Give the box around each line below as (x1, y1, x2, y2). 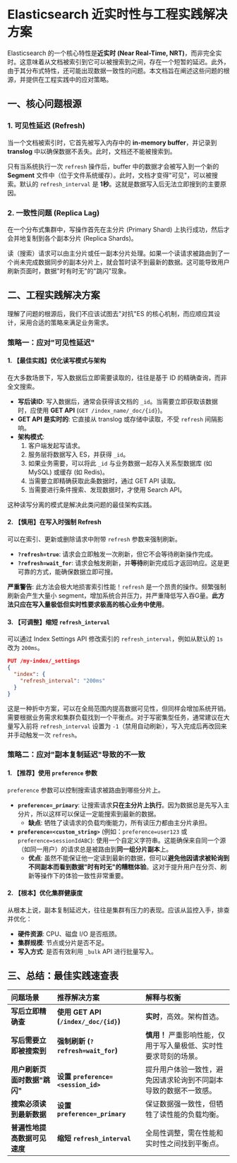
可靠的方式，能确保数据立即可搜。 (17, 567, 117, 576)
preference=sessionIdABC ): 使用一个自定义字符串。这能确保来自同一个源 (17, 836, 226, 844)
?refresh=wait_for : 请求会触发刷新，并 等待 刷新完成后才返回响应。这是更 (17, 559, 230, 567)
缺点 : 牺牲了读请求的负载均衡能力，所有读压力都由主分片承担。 (28, 818, 212, 826)
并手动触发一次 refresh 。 (7, 730, 81, 739)
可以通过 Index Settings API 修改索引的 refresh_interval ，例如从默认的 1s (7, 634, 224, 643)
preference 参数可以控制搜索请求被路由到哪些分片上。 (7, 785, 164, 794)
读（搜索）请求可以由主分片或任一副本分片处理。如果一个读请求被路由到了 (7, 248, 224, 258)
